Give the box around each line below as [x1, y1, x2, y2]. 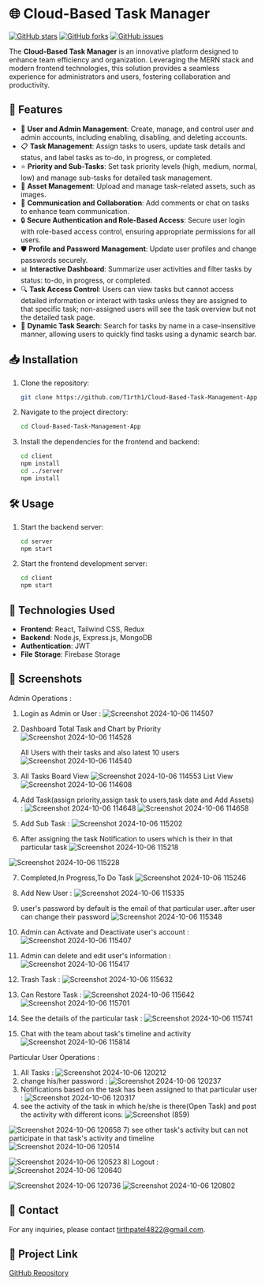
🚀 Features [9, 103, 63, 117]
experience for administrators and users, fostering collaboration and [9, 72, 231, 81]
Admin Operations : [9, 693, 72, 702]
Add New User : [20, 888, 73, 897]
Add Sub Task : [20, 819, 70, 828]
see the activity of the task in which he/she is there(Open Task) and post [20, 1101, 257, 1111]
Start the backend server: [20, 522, 104, 531]
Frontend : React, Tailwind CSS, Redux [20, 624, 145, 634]
